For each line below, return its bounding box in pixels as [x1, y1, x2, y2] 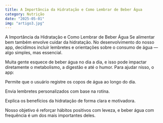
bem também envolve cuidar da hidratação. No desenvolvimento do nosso [5, 40, 155, 45]
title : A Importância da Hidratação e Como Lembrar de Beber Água [5, 7, 143, 12]
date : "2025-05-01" [5, 16, 45, 21]
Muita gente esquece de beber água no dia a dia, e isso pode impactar [5, 59, 147, 65]
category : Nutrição [5, 12, 45, 17]
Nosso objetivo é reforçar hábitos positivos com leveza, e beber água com [5, 107, 154, 113]
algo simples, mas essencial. [5, 50, 63, 56]
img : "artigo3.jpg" [5, 20, 45, 26]
